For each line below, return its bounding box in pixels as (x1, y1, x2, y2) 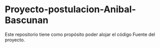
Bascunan (5, 14, 49, 26)
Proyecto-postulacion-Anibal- (5, 4, 136, 15)
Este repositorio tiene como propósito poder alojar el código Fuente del (5, 31, 155, 37)
